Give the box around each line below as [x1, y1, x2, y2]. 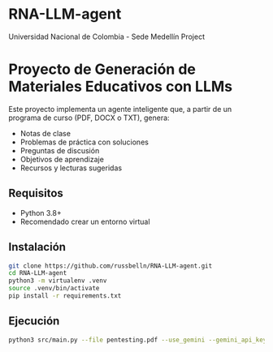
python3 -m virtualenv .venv [8, 277, 107, 285]
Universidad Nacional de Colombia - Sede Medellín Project [8, 32, 206, 41]
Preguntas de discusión [19, 145, 100, 155]
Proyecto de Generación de [8, 60, 197, 79]
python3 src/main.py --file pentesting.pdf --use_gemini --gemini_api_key [8, 336, 267, 344]
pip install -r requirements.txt [8, 292, 122, 300]
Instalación [8, 240, 67, 254]
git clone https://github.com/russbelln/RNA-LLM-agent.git [8, 261, 213, 270]
